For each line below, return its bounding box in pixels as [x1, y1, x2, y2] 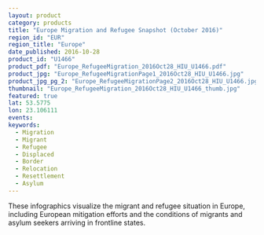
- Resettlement [15, 172, 65, 181]
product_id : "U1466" [8, 56, 76, 64]
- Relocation [15, 165, 58, 173]
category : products [8, 19, 72, 27]
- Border [15, 158, 44, 166]
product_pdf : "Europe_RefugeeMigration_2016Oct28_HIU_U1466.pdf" [8, 63, 226, 71]
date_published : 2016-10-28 [8, 48, 101, 56]
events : [8, 114, 34, 122]
